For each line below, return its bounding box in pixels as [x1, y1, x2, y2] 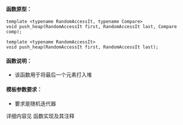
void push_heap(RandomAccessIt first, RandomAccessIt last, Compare [6, 24, 177, 30]
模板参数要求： [6, 86, 42, 93]
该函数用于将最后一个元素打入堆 [14, 71, 92, 78]
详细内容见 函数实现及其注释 [6, 112, 74, 119]
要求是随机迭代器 [14, 100, 56, 107]
